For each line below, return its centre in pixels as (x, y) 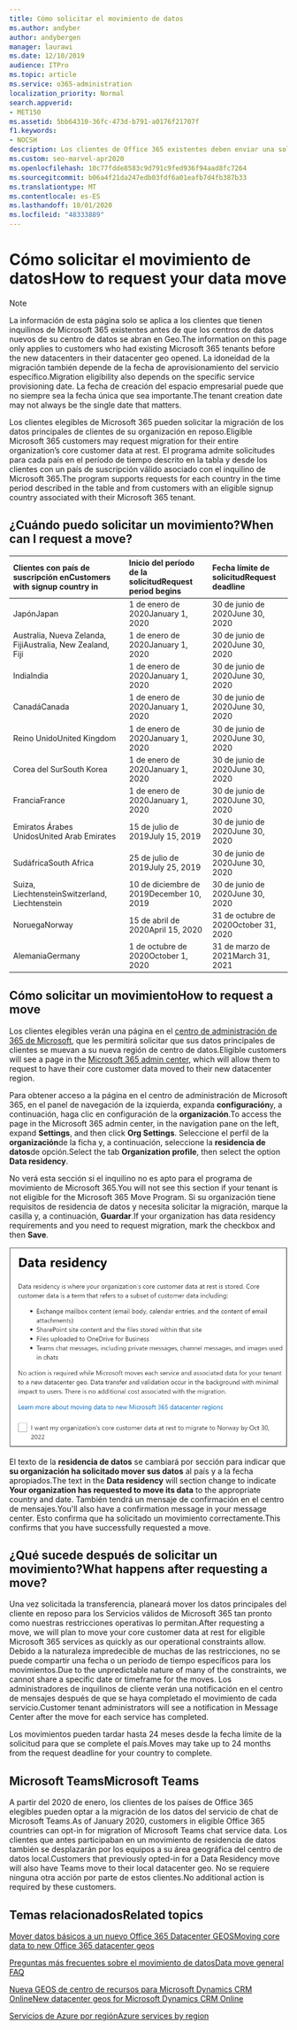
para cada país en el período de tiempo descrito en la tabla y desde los (138, 460)
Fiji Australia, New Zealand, (61, 644)
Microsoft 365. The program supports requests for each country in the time (145, 478)
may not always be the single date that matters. (95, 405)
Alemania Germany (47, 956)
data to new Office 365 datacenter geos (82, 1946)
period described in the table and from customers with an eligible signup (141, 488)
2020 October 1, (158, 956)
